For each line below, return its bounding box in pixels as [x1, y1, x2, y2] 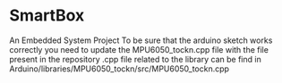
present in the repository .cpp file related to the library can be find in [9, 54, 261, 64]
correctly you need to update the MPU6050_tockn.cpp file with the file [9, 44, 269, 54]
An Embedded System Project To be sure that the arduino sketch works [9, 35, 273, 46]
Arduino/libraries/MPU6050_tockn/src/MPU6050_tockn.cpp [9, 63, 230, 74]
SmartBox [9, 5, 85, 26]
